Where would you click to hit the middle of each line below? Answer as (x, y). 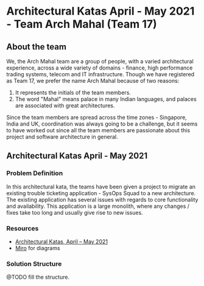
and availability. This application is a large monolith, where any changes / (98, 206)
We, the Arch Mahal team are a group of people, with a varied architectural (100, 61)
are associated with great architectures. (65, 105)
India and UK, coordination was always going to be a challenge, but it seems (102, 124)
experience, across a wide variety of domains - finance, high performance (100, 68)
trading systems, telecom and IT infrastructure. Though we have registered (100, 74)
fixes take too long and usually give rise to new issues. (75, 212)
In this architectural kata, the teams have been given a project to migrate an (101, 187)
